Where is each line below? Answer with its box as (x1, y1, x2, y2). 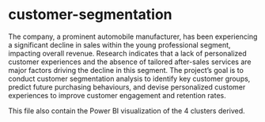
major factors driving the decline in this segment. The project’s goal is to (8, 65, 244, 74)
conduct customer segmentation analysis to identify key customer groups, (8, 74, 251, 83)
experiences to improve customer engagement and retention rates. (8, 90, 227, 100)
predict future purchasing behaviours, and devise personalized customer (8, 82, 246, 92)
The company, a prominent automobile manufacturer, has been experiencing (8, 32, 258, 41)
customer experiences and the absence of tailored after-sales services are (8, 57, 252, 67)
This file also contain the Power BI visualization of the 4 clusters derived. (8, 105, 245, 116)
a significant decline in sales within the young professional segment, (8, 40, 231, 49)
